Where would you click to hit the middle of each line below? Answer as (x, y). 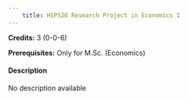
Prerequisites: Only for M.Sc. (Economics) (77, 52)
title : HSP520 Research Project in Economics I (101, 15)
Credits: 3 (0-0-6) (38, 37)
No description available (47, 87)
